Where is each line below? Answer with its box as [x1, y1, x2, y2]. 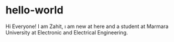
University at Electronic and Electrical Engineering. [5, 29, 128, 36]
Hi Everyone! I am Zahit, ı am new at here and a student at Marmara [5, 23, 169, 30]
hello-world [5, 3, 64, 17]
